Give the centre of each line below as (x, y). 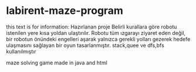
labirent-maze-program (65, 11)
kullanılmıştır (21, 51)
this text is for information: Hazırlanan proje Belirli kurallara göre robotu (92, 27)
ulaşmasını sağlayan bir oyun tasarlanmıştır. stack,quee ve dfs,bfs (85, 45)
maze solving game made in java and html (57, 63)
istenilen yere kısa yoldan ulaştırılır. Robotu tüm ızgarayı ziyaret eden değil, (96, 33)
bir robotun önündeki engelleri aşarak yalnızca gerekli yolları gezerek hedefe (98, 39)
